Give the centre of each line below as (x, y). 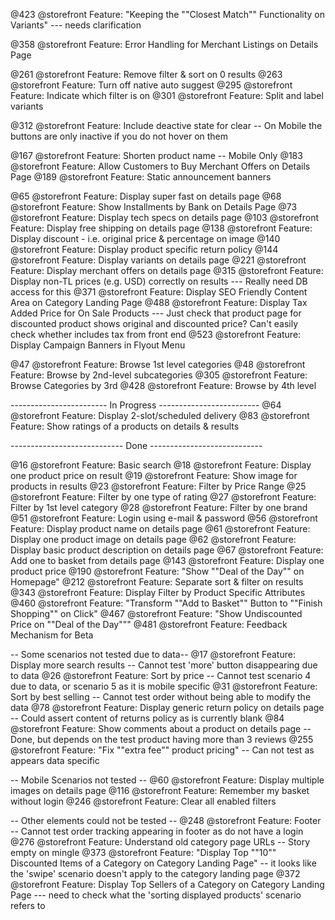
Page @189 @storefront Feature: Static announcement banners (141, 177)
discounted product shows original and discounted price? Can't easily (154, 323)
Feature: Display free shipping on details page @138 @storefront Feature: (161, 228)
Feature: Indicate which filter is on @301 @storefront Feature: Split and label (167, 95)
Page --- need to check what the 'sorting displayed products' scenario (156, 895)
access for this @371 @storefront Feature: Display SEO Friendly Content (159, 292)
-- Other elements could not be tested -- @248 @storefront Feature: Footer (166, 820)
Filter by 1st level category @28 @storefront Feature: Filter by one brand (159, 507)
